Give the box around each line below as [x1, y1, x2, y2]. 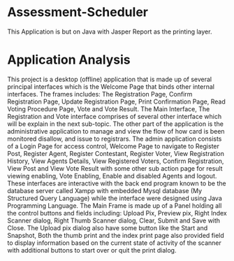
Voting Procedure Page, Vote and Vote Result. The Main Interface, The [7, 104, 210, 113]
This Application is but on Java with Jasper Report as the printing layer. [7, 27, 212, 36]
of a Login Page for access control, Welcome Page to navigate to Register [7, 141, 220, 150]
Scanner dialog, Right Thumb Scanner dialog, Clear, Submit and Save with [7, 216, 221, 225]
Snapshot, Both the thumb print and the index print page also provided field [7, 231, 225, 239]
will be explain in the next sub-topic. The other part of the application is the [7, 120, 224, 128]
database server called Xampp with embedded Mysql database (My [7, 186, 203, 195]
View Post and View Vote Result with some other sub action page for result [7, 164, 223, 172]
